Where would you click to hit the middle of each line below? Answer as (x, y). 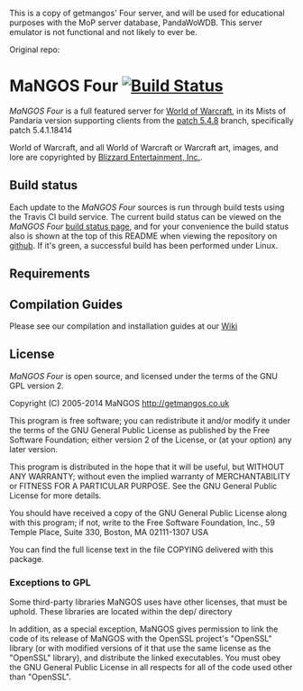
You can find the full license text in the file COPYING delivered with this (142, 550)
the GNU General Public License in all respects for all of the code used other (151, 668)
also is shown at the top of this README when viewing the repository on (143, 236)
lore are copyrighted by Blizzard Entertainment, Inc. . (106, 157)
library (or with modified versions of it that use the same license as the (140, 649)
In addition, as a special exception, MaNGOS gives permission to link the (144, 629)
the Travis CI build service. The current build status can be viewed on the (146, 216)
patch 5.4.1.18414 (41, 130)
